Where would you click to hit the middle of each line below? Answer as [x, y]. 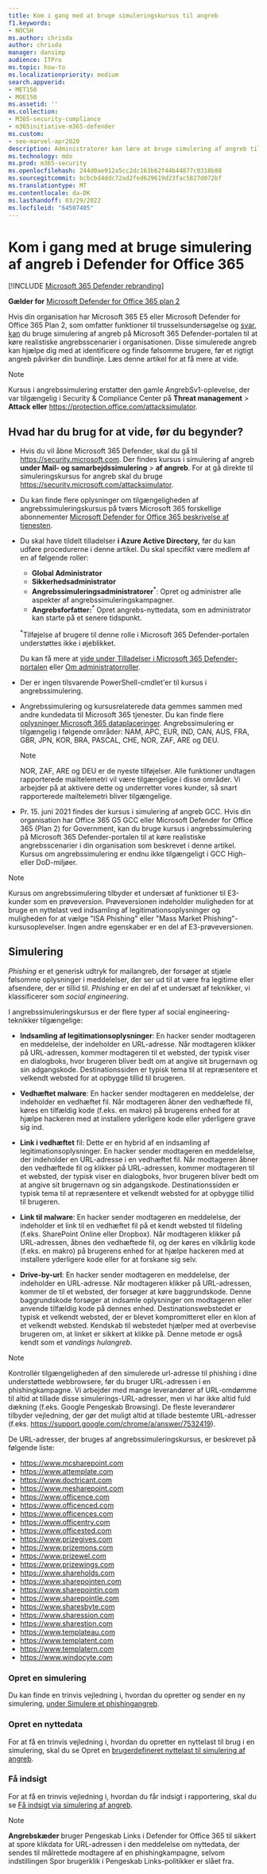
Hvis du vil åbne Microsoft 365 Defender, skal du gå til [108, 451]
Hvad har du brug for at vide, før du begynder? [126, 431]
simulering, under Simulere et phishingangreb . [84, 1704]
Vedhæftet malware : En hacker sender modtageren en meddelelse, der [137, 1093]
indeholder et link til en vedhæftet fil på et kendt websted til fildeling [131, 1225]
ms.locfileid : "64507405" [51, 208]
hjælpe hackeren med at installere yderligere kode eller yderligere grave [137, 1119]
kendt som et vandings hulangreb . [76, 1342]
